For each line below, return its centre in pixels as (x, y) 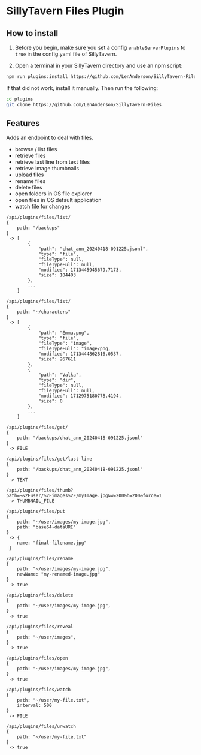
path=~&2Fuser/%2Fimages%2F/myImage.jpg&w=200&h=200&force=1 (84, 496)
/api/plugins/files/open (37, 658)
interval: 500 (34, 706)
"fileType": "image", (65, 344)
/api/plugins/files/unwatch (41, 727)
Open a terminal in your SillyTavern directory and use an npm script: (99, 65)
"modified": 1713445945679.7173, (80, 270)
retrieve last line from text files (52, 162)
